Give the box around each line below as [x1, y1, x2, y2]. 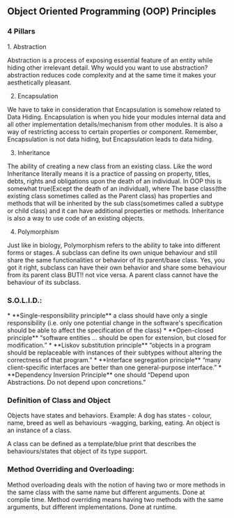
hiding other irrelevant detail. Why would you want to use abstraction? [7, 63, 208, 72]
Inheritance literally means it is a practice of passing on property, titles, [7, 169, 211, 177]
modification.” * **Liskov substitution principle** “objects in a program [7, 341, 211, 349]
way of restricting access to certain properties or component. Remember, [7, 127, 218, 135]
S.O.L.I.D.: [7, 295, 42, 305]
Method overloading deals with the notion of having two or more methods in [7, 480, 226, 489]
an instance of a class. [7, 426, 72, 435]
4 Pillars [7, 27, 36, 36]
